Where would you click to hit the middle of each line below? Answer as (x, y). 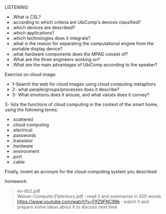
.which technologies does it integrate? (51, 38)
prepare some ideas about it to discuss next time (67, 207)
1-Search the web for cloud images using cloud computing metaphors (84, 84)
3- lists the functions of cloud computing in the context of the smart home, (81, 104)
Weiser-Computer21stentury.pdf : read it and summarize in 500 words (89, 196)
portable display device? (37, 49)
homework (16, 181)
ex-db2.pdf (28, 191)
